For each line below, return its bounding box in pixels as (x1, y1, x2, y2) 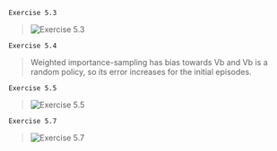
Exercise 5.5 (8, 84, 57, 93)
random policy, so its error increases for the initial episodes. (30, 67, 252, 77)
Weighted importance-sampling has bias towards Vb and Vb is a (30, 57, 268, 67)
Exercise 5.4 (8, 41, 57, 50)
